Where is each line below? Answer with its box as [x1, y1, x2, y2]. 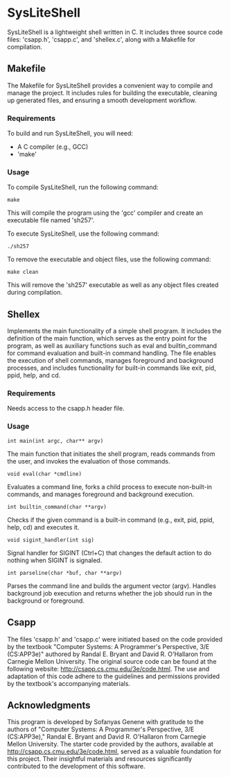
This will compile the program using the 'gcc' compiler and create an [7, 208, 203, 217]
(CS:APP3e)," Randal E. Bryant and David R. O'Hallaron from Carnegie [7, 733, 206, 741]
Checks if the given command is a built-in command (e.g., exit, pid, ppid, [7, 516, 215, 524]
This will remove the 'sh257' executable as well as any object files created [7, 281, 219, 289]
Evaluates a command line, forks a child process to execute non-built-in [7, 482, 213, 491]
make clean [7, 269, 39, 276]
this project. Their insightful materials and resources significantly [7, 755, 193, 763]
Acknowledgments [7, 699, 91, 711]
